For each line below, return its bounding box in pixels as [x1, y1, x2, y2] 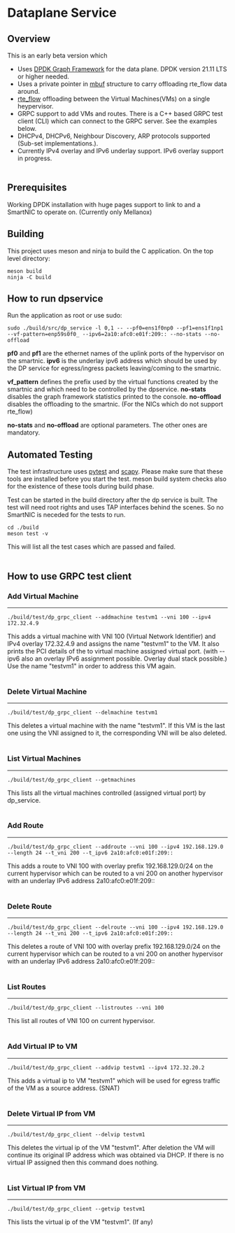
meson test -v [7, 530, 49, 537]
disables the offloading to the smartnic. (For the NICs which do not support [7, 400, 224, 409]
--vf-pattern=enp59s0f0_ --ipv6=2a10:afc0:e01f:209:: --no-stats [7, 331, 201, 338]
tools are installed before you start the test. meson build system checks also [7, 474, 227, 484]
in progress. [17, 154, 52, 162]
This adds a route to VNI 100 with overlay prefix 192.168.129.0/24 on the [7, 861, 213, 870]
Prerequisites [7, 182, 67, 194]
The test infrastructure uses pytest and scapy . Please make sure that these [7, 467, 224, 476]
